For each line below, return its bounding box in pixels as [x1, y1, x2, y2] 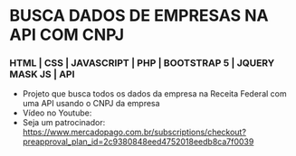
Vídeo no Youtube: [22, 107, 92, 118]
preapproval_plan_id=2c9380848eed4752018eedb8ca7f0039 [22, 136, 254, 147]
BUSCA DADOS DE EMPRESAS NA [9, 5, 269, 26]
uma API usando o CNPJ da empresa [22, 98, 160, 109]
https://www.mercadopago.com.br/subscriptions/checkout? [22, 127, 247, 138]
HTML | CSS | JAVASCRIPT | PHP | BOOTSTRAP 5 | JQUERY [9, 57, 275, 69]
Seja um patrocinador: [22, 117, 106, 128]
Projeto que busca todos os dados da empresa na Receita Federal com [22, 88, 287, 99]
